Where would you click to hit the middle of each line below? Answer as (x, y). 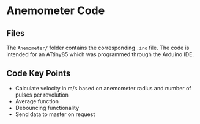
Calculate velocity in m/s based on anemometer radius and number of (103, 88)
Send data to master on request (55, 114)
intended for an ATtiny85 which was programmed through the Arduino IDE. (100, 54)
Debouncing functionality (47, 108)
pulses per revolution (42, 95)
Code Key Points (39, 74)
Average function (37, 101)
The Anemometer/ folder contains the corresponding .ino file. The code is (98, 48)
